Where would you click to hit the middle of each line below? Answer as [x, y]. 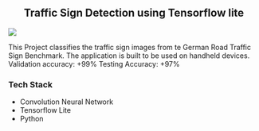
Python [31, 119]
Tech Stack [31, 84]
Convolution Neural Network [67, 102]
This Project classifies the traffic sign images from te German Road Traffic [130, 47]
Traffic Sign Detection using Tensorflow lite [134, 13]
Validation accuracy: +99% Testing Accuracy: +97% [94, 64]
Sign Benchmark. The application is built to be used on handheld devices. [129, 56]
